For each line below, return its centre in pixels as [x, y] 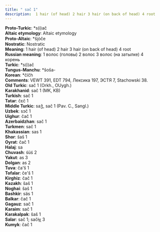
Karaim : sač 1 [19, 209]
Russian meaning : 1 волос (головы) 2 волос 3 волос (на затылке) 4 [74, 54]
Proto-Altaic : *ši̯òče [26, 38]
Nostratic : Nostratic [25, 44]
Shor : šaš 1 [16, 137]
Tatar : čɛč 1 [17, 100]
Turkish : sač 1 [19, 96]
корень [13, 59]
